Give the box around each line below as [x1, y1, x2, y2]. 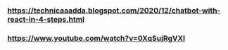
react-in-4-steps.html [7, 14, 84, 24]
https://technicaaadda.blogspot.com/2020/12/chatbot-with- [7, 6, 221, 15]
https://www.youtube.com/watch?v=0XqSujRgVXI [7, 33, 185, 43]
